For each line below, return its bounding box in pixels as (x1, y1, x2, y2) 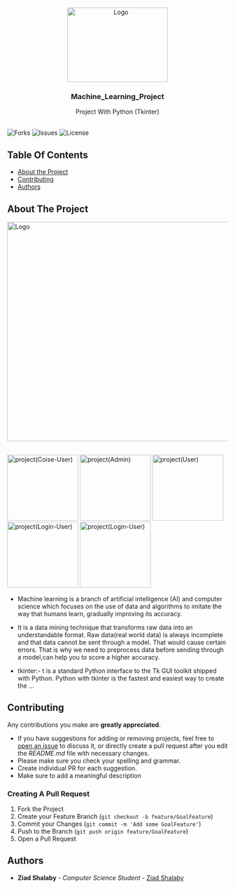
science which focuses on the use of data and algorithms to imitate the (17, 602, 222, 610)
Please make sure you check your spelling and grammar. (17, 756, 181, 765)
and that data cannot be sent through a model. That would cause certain (17, 638, 227, 646)
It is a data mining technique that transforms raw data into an (17, 623, 194, 631)
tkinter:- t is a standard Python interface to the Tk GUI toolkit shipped (17, 667, 217, 675)
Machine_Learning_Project (71, 91, 164, 101)
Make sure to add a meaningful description (17, 771, 141, 780)
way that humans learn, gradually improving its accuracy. (17, 609, 183, 617)
